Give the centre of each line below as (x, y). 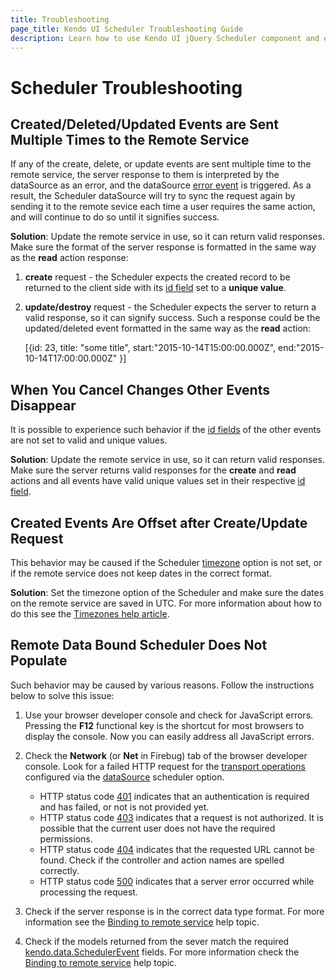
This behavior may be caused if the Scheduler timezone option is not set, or (166, 562)
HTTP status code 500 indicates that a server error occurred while (177, 881)
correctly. (59, 870)
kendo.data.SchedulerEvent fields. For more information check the (162, 952)
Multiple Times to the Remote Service (130, 139)
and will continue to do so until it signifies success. (115, 217)
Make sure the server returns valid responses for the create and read (153, 470)
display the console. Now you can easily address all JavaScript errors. (169, 736)
